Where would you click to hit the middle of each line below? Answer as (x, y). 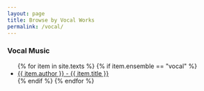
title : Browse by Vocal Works (51, 20)
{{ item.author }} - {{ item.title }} (63, 73)
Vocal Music (29, 51)
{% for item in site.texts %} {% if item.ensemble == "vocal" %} (107, 66)
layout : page (26, 14)
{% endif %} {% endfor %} (56, 81)
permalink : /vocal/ (36, 26)
